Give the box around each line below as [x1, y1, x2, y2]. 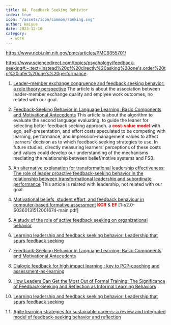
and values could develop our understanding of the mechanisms [13, 150, 149, 156]
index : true [6, 12, 31, 17]
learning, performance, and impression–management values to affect [13, 133, 158, 139]
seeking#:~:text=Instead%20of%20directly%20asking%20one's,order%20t [6, 65, 166, 71]
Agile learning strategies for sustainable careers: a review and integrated [13, 308, 166, 314]
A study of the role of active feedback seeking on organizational [13, 217, 148, 223]
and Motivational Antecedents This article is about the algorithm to [13, 111, 153, 117]
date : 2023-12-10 [6, 26, 43, 32]
